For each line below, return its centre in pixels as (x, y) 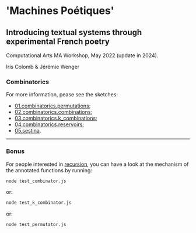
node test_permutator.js (36, 225)
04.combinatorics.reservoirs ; (49, 124)
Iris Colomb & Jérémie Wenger (43, 67)
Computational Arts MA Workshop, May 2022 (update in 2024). (82, 55)
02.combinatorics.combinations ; (53, 112)
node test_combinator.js (36, 181)
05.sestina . (28, 131)
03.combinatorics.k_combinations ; (56, 119)
